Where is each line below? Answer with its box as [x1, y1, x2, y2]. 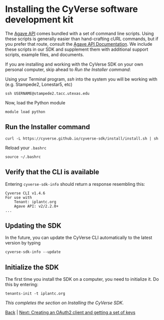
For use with [5, 195, 32, 200]
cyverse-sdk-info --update [5, 249, 61, 254]
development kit [5, 14, 73, 25]
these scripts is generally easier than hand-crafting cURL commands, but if [5, 36, 159, 42]
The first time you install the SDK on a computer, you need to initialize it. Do [5, 276, 160, 282]
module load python [5, 109, 46, 114]
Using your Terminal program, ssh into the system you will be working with [5, 76, 158, 82]
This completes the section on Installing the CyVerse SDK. [5, 300, 124, 306]
